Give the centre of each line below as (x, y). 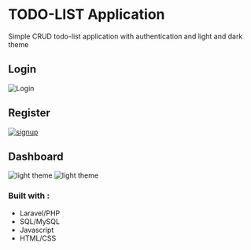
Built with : (29, 196)
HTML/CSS (38, 238)
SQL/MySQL (40, 221)
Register (30, 113)
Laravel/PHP (40, 213)
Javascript (37, 230)
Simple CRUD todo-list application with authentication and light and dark (125, 36)
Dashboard (36, 156)
